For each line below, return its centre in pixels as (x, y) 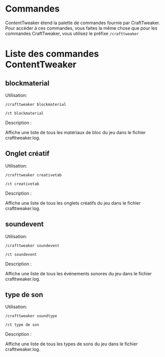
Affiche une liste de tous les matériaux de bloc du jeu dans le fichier (75, 132)
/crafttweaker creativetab (33, 175)
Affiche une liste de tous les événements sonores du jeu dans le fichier (78, 273)
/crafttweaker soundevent (32, 246)
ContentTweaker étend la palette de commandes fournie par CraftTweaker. (83, 23)
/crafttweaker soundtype (31, 316)
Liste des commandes (52, 54)
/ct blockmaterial (24, 113)
